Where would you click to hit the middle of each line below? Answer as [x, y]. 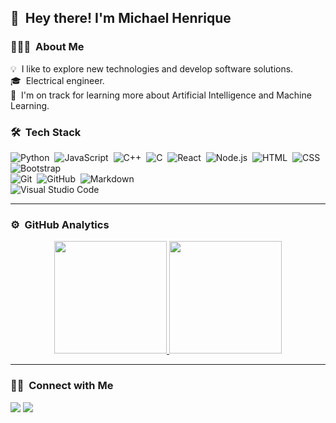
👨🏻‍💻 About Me [47, 47]
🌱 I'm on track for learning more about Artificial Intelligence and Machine [161, 95]
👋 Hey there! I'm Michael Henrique [121, 18]
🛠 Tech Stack [46, 132]
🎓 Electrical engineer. [57, 80]
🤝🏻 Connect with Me [62, 386]
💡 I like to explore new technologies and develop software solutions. [152, 68]
